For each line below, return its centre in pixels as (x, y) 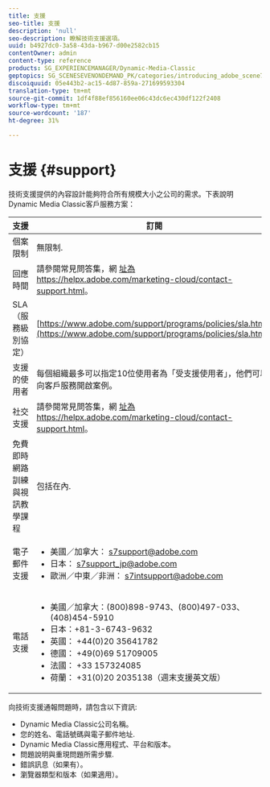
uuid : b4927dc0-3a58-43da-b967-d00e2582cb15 (84, 46)
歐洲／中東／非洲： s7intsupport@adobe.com (137, 575)
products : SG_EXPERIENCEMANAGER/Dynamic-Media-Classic (102, 68)
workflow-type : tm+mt (45, 106)
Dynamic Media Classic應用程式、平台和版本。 (97, 744)
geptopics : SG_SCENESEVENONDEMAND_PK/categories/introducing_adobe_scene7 (136, 76)
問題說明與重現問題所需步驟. (67, 754)
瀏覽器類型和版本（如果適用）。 (71, 774)
